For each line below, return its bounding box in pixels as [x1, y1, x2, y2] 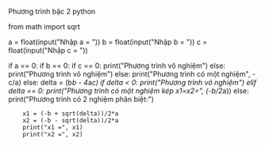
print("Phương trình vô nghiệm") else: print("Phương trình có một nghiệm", [8, 69, 251, 78]
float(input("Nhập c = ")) [8, 46, 89, 54]
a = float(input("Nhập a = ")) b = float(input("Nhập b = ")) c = [8, 37, 208, 47]
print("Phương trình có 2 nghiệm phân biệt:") [8, 95, 155, 103]
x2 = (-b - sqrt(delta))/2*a [22, 117, 119, 125]
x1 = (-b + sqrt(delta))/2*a [22, 110, 119, 118]
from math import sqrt [8, 22, 81, 31]
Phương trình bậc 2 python [8, 7, 96, 16]
